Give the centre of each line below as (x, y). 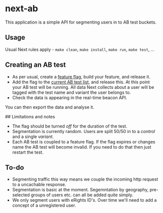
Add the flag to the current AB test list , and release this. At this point (81, 82)
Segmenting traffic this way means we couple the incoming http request (85, 179)
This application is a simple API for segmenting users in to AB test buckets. (81, 22)
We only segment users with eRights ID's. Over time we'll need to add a (84, 200)
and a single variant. (33, 136)
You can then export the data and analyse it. (50, 107)
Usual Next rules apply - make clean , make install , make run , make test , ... (80, 49)
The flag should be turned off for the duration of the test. (70, 126)
